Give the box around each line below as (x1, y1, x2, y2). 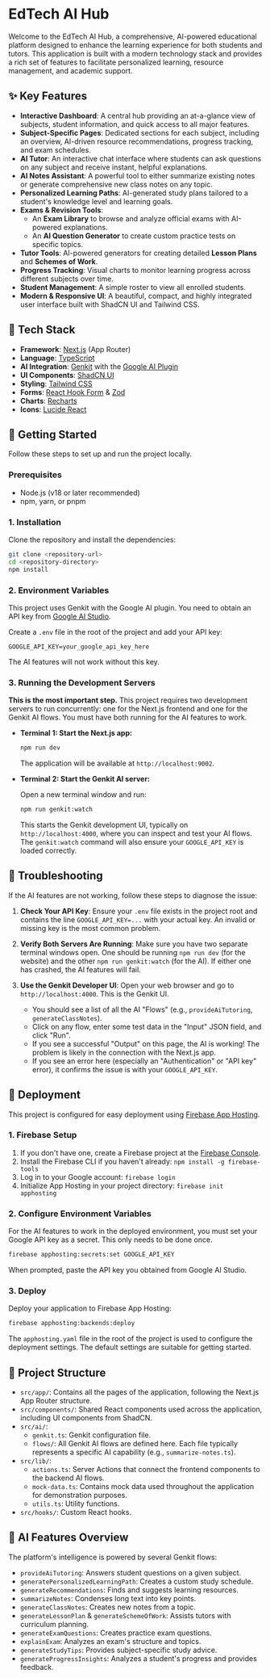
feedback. (19, 1662, 54, 1672)
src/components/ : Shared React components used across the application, (19, 1404, 263, 1414)
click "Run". (31, 1030, 71, 1040)
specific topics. (31, 239, 83, 249)
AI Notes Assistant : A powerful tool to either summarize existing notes (19, 170, 255, 180)
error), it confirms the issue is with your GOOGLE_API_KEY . (31, 1064, 218, 1074)
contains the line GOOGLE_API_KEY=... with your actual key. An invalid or (19, 914, 256, 925)
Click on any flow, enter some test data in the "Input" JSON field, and (31, 1021, 262, 1031)
